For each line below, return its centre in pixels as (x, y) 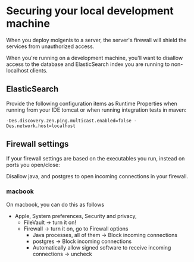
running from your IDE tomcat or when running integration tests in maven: (96, 110)
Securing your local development (90, 11)
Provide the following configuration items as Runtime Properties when (92, 103)
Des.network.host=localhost (41, 126)
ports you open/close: (33, 165)
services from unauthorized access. (50, 46)
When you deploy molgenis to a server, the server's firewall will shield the (96, 40)
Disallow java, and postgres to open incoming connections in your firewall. (97, 176)
